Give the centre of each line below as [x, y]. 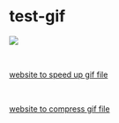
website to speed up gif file [59, 74]
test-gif [37, 16]
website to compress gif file [59, 109]
